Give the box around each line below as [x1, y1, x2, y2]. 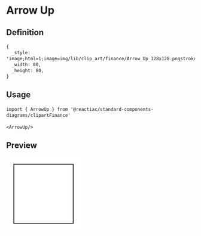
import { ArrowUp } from [6, 106, 68, 112]
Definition [6, 27, 44, 38]
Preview [6, 141, 38, 151]
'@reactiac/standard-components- [70, 106, 154, 112]
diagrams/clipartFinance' [6, 112, 71, 118]
